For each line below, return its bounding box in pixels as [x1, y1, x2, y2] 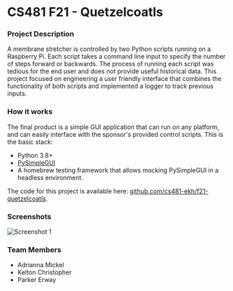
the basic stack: [7, 137, 53, 146]
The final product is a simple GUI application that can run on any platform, [7, 123, 220, 131]
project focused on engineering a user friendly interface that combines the [7, 75, 222, 83]
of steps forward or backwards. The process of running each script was [7, 60, 214, 68]
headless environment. [17, 173, 84, 181]
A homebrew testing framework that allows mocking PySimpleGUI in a [17, 165, 219, 174]
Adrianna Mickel [17, 261, 64, 269]
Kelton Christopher [17, 268, 72, 276]
